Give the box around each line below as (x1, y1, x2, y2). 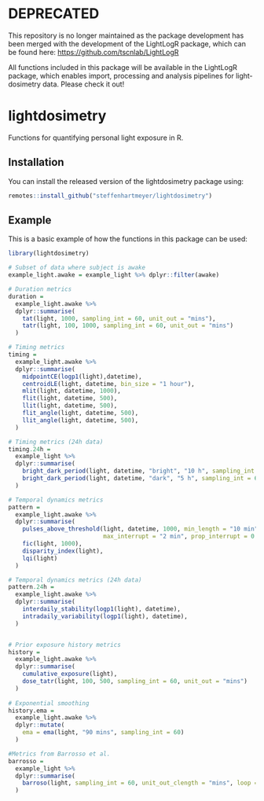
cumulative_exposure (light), (22, 670, 118, 678)
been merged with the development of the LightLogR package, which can (8, 39, 246, 48)
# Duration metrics (8, 285, 72, 293)
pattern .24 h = (8, 583, 55, 591)
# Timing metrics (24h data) (8, 438, 104, 446)
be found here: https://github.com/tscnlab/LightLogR (8, 47, 179, 57)
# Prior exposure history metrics (8, 641, 122, 649)
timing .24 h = (8, 445, 51, 453)
